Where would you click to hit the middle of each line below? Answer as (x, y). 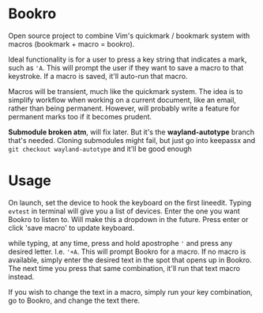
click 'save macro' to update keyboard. (71, 228)
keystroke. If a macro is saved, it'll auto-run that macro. (98, 76)
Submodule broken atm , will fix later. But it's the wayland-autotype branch (131, 132)
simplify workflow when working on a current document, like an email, (122, 100)
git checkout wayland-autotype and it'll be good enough (100, 149)
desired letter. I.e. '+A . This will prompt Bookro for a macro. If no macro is (127, 251)
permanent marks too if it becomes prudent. (80, 116)
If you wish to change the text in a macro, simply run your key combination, (130, 292)
